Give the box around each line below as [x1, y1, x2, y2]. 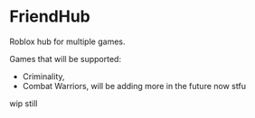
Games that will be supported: [9, 53, 122, 64]
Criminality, [22, 70, 65, 82]
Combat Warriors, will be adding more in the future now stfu [22, 80, 247, 91]
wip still [9, 97, 38, 109]
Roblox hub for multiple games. [9, 36, 126, 47]
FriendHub [9, 6, 90, 27]
